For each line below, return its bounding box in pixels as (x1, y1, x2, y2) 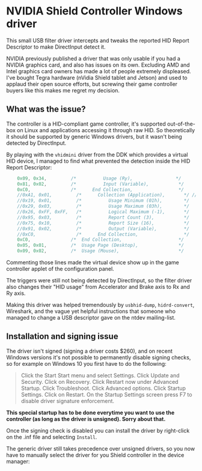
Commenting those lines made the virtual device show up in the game (6, 259, 179, 266)
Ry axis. (6, 290, 26, 297)
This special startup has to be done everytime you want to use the (6, 409, 175, 416)
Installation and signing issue (6, 332, 118, 342)
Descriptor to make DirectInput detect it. (6, 43, 106, 50)
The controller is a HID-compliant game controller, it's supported (6, 120, 167, 127)
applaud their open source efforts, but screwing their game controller (6, 80, 178, 88)
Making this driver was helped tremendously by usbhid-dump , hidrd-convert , (6, 302, 195, 308)
